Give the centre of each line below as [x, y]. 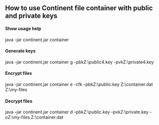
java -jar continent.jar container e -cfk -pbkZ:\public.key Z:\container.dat [79, 84]
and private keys [31, 16]
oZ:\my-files [18, 117]
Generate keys [20, 51]
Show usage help [23, 28]
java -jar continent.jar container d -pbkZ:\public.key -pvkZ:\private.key [77, 112]
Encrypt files [19, 73]
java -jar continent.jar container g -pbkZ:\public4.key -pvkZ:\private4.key [79, 62]
